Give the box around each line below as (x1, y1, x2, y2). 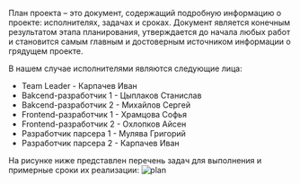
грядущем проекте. (8, 46, 84, 57)
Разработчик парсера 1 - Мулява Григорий (21, 128, 186, 138)
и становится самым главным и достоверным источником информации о (8, 36, 291, 47)
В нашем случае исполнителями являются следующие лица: (8, 63, 243, 74)
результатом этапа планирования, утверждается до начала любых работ (8, 27, 291, 37)
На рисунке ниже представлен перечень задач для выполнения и (8, 155, 262, 165)
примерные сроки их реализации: (8, 165, 140, 175)
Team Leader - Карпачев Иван (21, 81, 138, 91)
